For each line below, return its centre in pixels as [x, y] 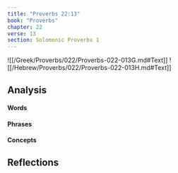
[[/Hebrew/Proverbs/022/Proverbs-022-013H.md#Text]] [89, 68]
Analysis [27, 90]
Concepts [22, 140]
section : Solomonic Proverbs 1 [53, 40]
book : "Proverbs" [33, 20]
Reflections [33, 162]
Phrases [20, 124]
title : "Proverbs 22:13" [44, 14]
